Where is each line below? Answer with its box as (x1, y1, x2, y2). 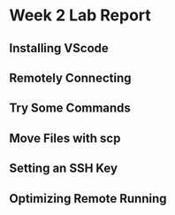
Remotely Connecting (9, 70, 132, 85)
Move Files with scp (9, 130, 121, 146)
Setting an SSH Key (9, 161, 118, 176)
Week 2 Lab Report (9, 5, 152, 26)
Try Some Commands (9, 101, 131, 116)
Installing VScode (9, 41, 109, 56)
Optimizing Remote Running (9, 191, 167, 206)
